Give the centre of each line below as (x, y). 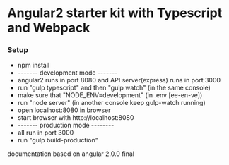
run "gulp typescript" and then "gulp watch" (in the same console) (114, 88)
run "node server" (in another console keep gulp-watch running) (112, 103)
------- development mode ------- (67, 73)
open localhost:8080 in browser (64, 110)
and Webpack (49, 28)
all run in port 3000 (46, 133)
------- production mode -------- (66, 126)
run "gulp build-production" (58, 140)
